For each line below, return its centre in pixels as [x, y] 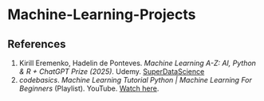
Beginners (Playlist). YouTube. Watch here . [89, 88]
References [37, 44]
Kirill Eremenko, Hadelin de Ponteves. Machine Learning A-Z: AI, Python [138, 63]
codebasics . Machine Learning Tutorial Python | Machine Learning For [136, 80]
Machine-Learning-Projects [102, 15]
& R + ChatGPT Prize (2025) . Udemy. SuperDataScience [112, 72]
